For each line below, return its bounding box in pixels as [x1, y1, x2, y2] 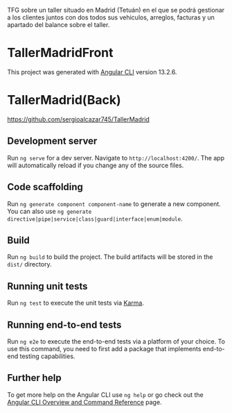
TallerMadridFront [7, 45, 114, 61]
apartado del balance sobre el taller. [7, 21, 110, 28]
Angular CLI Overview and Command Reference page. [7, 398, 162, 406]
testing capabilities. [19, 352, 75, 360]
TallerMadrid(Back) [7, 92, 121, 108]
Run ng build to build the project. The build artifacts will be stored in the [7, 253, 213, 261]
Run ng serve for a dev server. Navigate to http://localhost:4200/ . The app [7, 153, 225, 162]
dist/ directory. [7, 260, 52, 269]
